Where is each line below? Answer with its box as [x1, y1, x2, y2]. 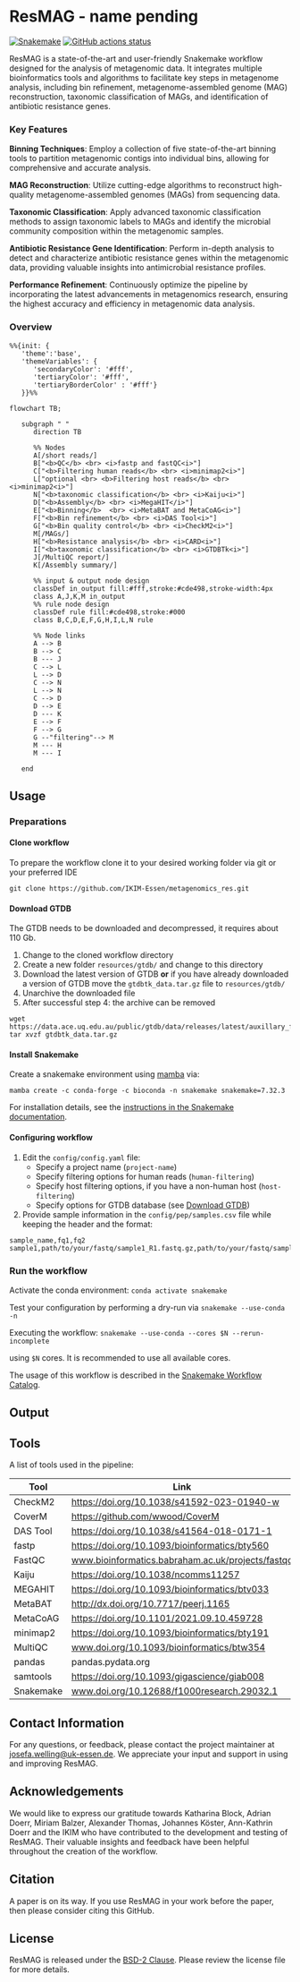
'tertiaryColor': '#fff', [32, 372, 129, 381]
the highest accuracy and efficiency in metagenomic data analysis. [9, 298, 255, 310]
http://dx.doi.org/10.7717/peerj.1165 [71, 1598, 230, 1610]
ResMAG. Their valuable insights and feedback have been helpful [9, 1836, 250, 1847]
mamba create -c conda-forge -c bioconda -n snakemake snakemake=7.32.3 [9, 1086, 286, 1096]
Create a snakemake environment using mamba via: [9, 1069, 200, 1080]
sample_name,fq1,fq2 [9, 1235, 87, 1245]
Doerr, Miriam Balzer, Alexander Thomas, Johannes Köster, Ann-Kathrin [9, 1817, 273, 1828]
